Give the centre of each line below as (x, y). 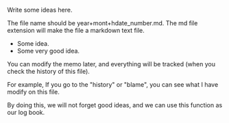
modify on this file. (33, 92)
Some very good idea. (48, 51)
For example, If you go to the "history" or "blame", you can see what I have (113, 84)
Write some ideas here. (40, 10)
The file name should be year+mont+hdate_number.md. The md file (103, 23)
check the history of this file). (49, 71)
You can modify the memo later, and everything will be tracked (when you (111, 64)
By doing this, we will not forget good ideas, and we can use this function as (115, 105)
